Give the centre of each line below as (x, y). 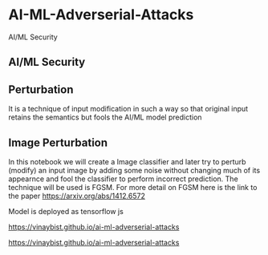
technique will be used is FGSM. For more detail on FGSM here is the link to (133, 187)
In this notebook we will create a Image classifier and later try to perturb (127, 161)
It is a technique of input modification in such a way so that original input (128, 109)
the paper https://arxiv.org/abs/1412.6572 (77, 196)
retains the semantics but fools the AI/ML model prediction (105, 117)
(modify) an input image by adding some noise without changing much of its (134, 170)
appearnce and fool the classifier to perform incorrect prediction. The (123, 179)
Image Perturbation (58, 142)
